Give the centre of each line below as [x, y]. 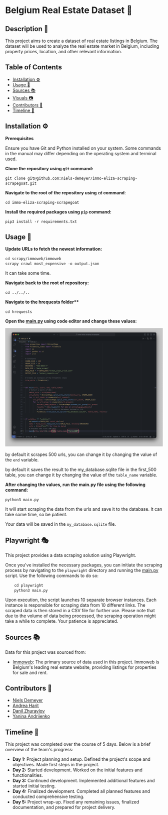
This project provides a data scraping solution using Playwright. [71, 555]
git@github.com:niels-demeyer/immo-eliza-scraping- [82, 178]
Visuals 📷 [23, 98]
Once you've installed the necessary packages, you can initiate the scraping [84, 565]
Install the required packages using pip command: [58, 212]
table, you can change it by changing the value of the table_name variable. [81, 475]
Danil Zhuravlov [28, 711]
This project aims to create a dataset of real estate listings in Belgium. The [81, 41]
